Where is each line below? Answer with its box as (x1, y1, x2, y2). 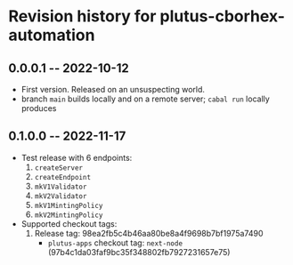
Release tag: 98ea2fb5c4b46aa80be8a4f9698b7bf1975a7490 (34, 228, 264, 238)
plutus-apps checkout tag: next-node (47, 237, 183, 248)
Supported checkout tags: (20, 218, 118, 229)
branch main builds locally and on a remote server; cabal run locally (20, 93, 271, 104)
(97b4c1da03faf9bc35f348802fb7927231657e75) (47, 246, 231, 257)
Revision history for (8, 6, 157, 27)
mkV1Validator (34, 182, 87, 191)
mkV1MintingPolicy (34, 201, 103, 210)
